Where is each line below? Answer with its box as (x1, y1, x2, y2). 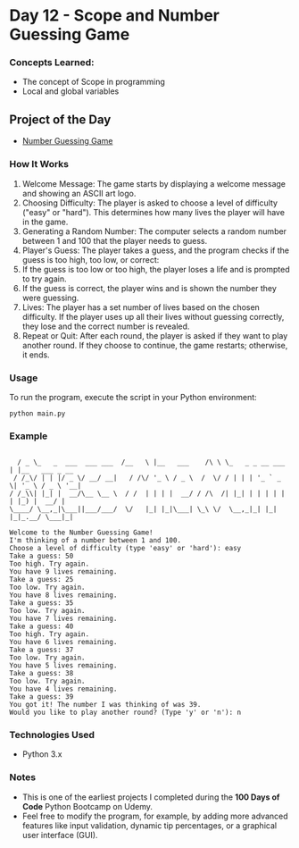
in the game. (21, 216, 69, 227)
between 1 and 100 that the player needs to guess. (21, 235, 208, 246)
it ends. (21, 349, 51, 360)
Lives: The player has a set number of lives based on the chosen (21, 301, 261, 313)
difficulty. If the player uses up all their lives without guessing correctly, (21, 311, 285, 322)
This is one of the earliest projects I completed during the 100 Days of (21, 792, 280, 802)
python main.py (9, 408, 66, 418)
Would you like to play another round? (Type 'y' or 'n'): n (9, 708, 242, 718)
